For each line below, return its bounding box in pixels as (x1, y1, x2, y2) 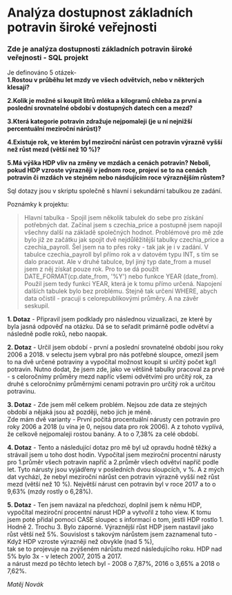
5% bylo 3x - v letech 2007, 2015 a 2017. (7, 552, 122, 560)
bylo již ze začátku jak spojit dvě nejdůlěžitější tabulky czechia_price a (23, 236, 224, 244)
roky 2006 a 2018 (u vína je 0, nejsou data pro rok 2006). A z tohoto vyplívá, (7, 423, 224, 431)
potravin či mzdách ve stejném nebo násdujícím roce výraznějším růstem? (7, 173, 225, 182)
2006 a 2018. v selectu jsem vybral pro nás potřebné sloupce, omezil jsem (7, 350, 219, 359)
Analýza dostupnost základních (7, 5, 193, 21)
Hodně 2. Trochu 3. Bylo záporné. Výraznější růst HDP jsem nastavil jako (7, 523, 214, 531)
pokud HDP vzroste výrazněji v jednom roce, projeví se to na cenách (7, 166, 207, 174)
